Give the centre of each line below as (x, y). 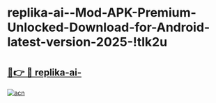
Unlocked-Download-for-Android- (109, 27)
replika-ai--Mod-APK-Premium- (102, 13)
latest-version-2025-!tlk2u (87, 42)
